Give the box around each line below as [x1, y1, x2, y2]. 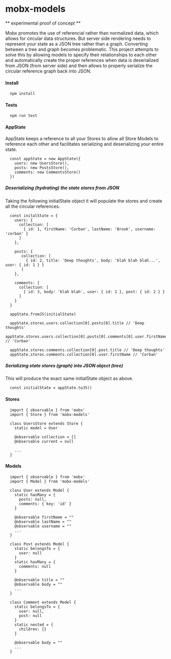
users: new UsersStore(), [14, 161, 70, 166]
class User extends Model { [10, 488, 70, 493]
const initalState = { [10, 213, 58, 218]
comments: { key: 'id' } [18, 501, 72, 507]
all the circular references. [5, 203, 60, 209]
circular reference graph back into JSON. [5, 68, 92, 74]
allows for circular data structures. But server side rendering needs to [5, 35, 151, 41]
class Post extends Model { [10, 541, 70, 546]
